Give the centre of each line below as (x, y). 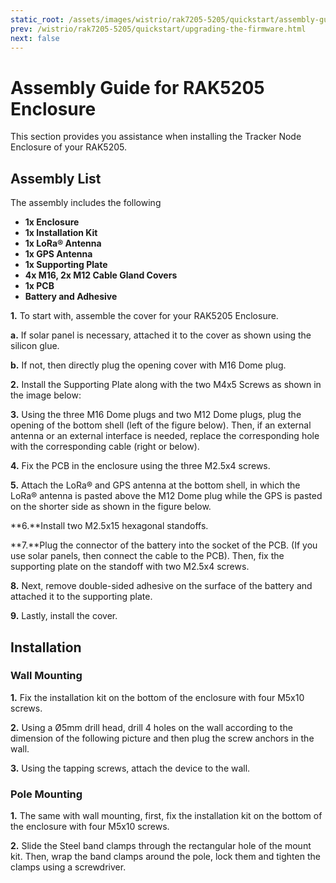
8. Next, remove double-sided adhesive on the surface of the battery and (161, 586)
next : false (35, 38)
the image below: (46, 395)
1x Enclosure (52, 222)
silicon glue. (35, 346)
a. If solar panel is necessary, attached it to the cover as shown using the (161, 335)
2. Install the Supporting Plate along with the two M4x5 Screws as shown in (166, 385)
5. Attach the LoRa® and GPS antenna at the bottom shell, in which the (155, 485)
